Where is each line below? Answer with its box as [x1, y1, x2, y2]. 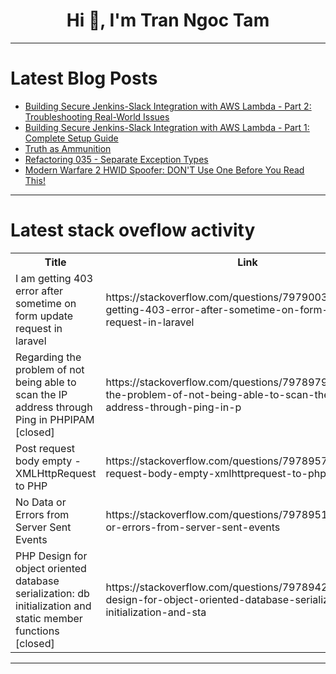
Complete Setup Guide [24, 132, 119, 144]
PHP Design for [15, 549, 88, 563]
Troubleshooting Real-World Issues [24, 110, 170, 123]
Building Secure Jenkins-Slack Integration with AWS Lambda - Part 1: [24, 121, 310, 133]
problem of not [15, 362, 85, 376]
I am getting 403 [15, 271, 94, 285]
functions [15, 624, 60, 638]
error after [15, 284, 64, 298]
